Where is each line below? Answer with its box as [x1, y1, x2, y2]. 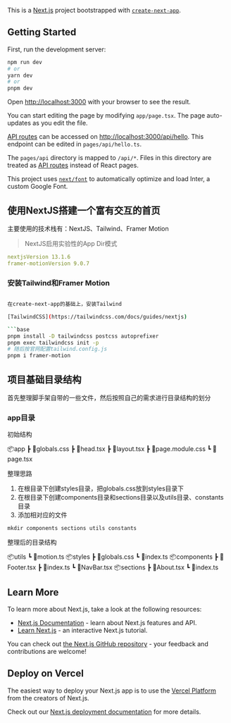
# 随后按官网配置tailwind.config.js [7, 345, 108, 353]
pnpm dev [7, 85, 33, 92]
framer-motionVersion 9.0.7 [7, 260, 90, 267]
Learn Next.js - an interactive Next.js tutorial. [17, 626, 148, 635]
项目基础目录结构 [7, 373, 82, 385]
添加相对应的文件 [17, 511, 68, 519]
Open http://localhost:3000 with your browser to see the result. [7, 98, 192, 106]
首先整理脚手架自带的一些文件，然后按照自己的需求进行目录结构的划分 [7, 393, 211, 402]
